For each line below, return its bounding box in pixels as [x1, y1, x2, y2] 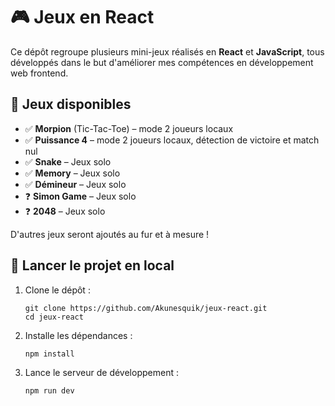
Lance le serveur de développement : [24, 366, 179, 378]
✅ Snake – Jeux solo [24, 155, 112, 168]
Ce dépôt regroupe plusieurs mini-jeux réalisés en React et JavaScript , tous [10, 45, 325, 58]
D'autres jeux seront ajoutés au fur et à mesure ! [10, 228, 210, 240]
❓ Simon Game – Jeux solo [24, 190, 137, 202]
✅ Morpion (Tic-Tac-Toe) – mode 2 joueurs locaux [24, 122, 234, 134]
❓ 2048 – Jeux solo [24, 205, 106, 217]
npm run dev [24, 385, 75, 396]
